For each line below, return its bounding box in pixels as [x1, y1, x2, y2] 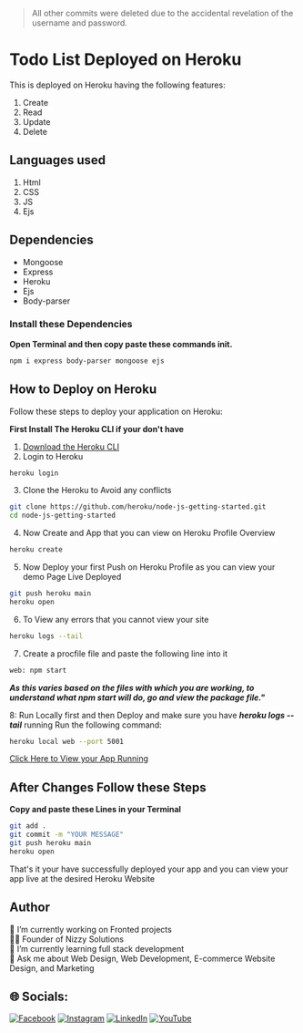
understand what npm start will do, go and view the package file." [9, 692, 266, 703]
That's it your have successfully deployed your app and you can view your [9, 863, 288, 874]
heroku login [9, 469, 59, 478]
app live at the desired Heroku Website [9, 873, 156, 883]
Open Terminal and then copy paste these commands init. [9, 338, 233, 349]
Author [9, 900, 50, 915]
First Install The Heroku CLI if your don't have [9, 423, 185, 434]
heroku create [9, 545, 64, 554]
